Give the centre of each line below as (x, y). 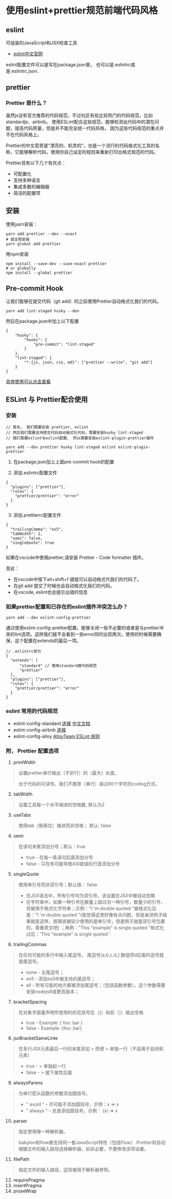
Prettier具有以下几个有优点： (36, 163)
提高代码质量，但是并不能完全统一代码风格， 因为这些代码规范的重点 (87, 128)
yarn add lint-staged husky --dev (43, 311)
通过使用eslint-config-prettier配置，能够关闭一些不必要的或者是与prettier (83, 628)
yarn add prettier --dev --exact (41, 234)
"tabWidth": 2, (27, 534)
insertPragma (27, 1185)
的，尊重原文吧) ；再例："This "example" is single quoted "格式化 (95, 927)
